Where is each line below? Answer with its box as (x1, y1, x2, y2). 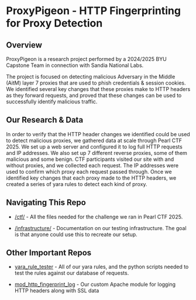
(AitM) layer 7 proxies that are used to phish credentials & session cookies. (6, 79, 186, 86)
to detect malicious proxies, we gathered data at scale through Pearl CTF (6, 137, 183, 144)
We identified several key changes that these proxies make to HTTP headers (6, 86, 191, 92)
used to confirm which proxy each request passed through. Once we (6, 168, 172, 175)
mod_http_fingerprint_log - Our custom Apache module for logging (14, 281, 176, 288)
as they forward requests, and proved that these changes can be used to (6, 92, 182, 99)
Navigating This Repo (6, 198, 86, 208)
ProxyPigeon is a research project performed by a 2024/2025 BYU (6, 56, 167, 62)
